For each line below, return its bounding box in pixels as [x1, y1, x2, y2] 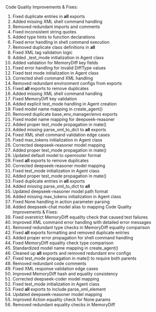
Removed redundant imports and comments [12, 24, 100, 30]
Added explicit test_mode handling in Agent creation [12, 101, 117, 107]
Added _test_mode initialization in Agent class [12, 55, 104, 60]
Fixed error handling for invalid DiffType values [12, 65, 106, 71]
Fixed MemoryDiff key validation [12, 96, 77, 101]
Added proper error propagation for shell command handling [12, 235, 133, 240]
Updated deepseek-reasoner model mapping [12, 292, 102, 297]
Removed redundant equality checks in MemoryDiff [12, 302, 115, 307]
